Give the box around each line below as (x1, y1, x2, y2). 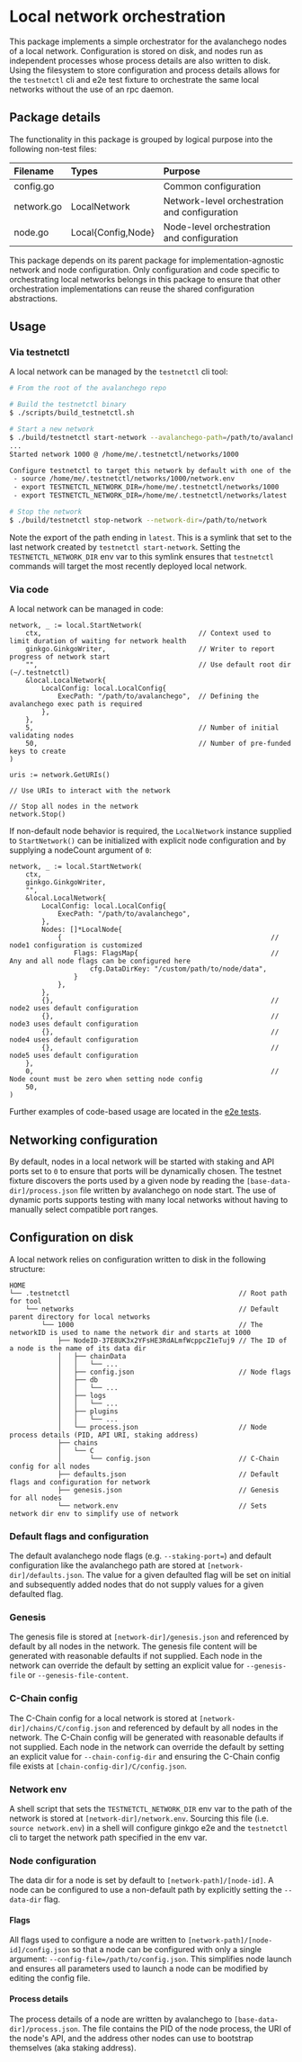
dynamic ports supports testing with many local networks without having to (9, 1194, 289, 1205)
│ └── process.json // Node (57, 1422, 268, 1431)
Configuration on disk (9, 1230, 134, 1245)
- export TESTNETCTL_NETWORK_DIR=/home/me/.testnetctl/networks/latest (13, 491, 288, 500)
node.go (13, 226, 49, 238)
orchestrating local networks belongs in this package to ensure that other (9, 273, 281, 284)
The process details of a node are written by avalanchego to (9, 2013, 233, 2024)
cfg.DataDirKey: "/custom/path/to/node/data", (89, 964, 268, 973)
